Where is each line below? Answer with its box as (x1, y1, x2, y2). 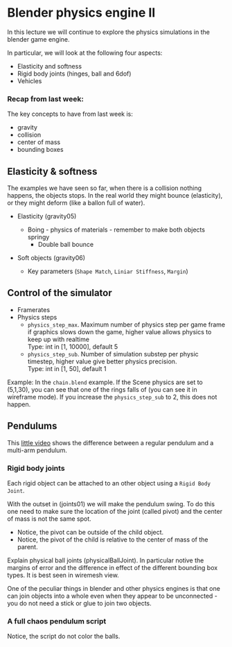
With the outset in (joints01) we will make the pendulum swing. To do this (7, 499, 215, 508)
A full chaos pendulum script (7, 616, 107, 626)
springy (27, 233, 50, 241)
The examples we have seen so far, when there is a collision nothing (7, 184, 202, 192)
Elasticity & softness (7, 165, 98, 178)
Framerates (17, 305, 51, 313)
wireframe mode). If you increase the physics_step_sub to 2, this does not (7, 392, 217, 401)
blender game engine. (7, 35, 71, 43)
